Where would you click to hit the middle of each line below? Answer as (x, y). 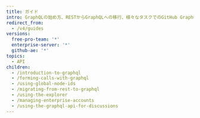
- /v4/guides (28, 28)
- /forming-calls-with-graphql (50, 78)
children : (18, 67)
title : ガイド (22, 12)
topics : (16, 56)
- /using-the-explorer (40, 95)
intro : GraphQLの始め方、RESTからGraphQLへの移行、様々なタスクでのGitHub (92, 17)
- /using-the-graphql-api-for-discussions (65, 106)
